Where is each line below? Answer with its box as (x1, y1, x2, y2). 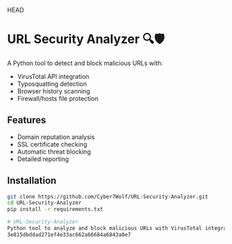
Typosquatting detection (17, 79, 88, 88)
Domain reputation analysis (17, 133, 95, 141)
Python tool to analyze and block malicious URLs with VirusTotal (7, 225, 202, 232)
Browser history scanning (17, 86, 90, 95)
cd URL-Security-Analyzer (7, 200, 81, 207)
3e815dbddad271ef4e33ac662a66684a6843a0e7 (7, 231, 131, 238)
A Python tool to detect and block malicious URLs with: (7, 59, 164, 67)
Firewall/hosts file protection (17, 94, 99, 102)
